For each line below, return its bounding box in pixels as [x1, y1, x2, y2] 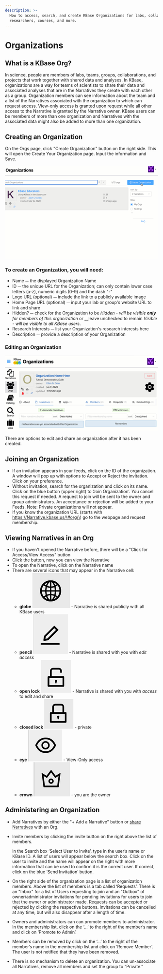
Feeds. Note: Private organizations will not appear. [12, 504, 113, 510]
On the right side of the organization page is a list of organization [12, 878, 142, 884]
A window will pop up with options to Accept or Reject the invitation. [12, 473, 149, 479]
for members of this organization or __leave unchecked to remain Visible [12, 315, 157, 321]
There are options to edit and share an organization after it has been [5, 436, 141, 441]
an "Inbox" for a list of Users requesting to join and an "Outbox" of [12, 888, 145, 894]
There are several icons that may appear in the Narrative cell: [12, 568, 134, 573]
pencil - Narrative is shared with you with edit [19, 649, 147, 655]
